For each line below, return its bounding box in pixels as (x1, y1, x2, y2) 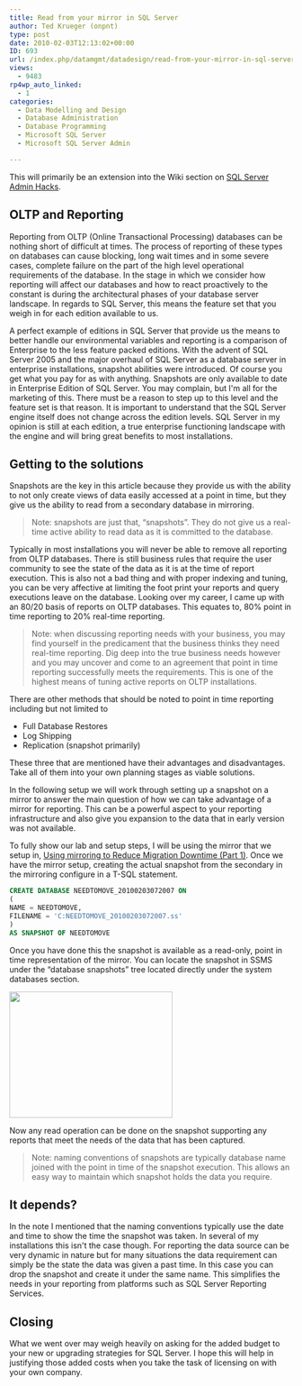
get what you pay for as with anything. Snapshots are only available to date (9, 373, 288, 384)
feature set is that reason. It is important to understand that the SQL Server (9, 402, 287, 413)
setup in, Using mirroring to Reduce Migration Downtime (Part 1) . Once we (9, 850, 284, 861)
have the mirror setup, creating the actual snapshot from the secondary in (9, 860, 283, 871)
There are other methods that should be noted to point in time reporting (9, 694, 274, 705)
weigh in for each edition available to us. (9, 307, 159, 318)
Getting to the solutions (9, 456, 144, 471)
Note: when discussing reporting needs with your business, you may (31, 628, 286, 640)
